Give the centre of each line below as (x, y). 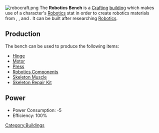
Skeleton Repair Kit (32, 82)
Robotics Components (35, 71)
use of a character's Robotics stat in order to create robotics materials (77, 13)
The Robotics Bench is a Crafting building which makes (97, 8)
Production (23, 34)
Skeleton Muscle (29, 77)
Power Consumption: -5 (37, 110)
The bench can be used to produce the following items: (62, 46)
